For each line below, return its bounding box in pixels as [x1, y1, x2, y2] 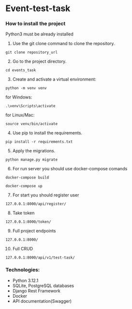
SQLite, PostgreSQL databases [12, 282, 74, 289]
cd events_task [5, 68, 36, 73]
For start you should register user [12, 192, 79, 198]
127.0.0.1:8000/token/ [5, 219, 51, 225]
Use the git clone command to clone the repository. [12, 41, 115, 47]
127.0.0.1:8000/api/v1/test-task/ [5, 255, 75, 260]
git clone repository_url [5, 50, 58, 55]
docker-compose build [5, 175, 49, 180]
